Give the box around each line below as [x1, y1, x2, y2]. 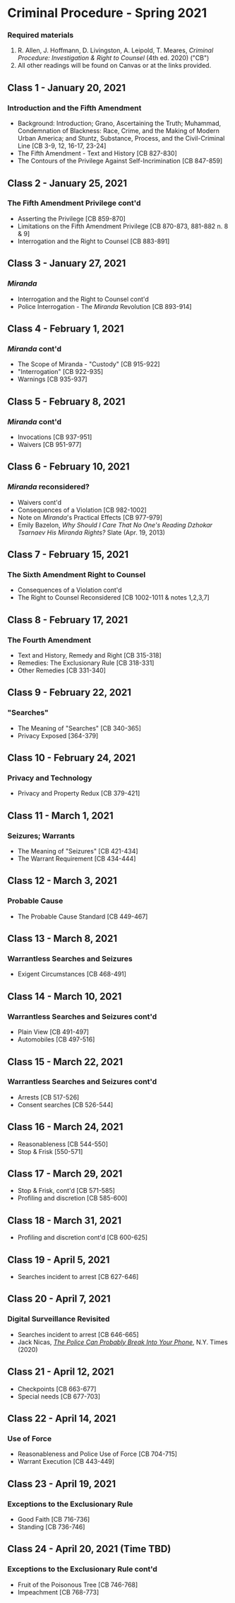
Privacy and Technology [7, 773, 92, 783]
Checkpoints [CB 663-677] [17, 1385, 97, 1393]
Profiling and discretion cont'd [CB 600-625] [17, 1233, 148, 1242]
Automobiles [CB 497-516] [17, 1035, 95, 1044]
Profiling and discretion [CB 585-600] [17, 1194, 128, 1203]
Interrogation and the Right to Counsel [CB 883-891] [17, 237, 170, 245]
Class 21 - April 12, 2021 [7, 1366, 114, 1378]
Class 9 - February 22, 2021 [7, 687, 132, 699]
